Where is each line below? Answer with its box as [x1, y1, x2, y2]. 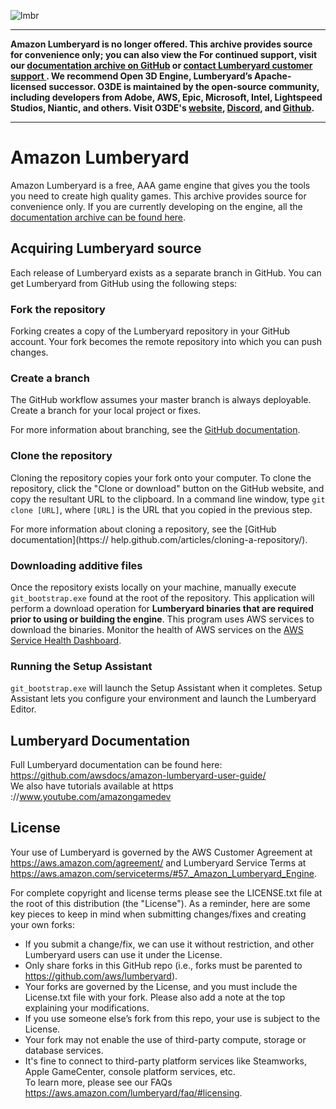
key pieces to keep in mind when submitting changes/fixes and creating [10, 908, 307, 920]
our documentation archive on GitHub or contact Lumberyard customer [10, 60, 313, 71]
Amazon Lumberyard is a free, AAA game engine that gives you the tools [10, 179, 311, 191]
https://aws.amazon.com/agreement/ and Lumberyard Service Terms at [10, 856, 307, 869]
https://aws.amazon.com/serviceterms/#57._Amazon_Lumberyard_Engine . [10, 867, 317, 879]
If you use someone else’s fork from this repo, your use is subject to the [24, 1012, 321, 1024]
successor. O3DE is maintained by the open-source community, [48, 81, 320, 92]
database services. [24, 1044, 104, 1056]
